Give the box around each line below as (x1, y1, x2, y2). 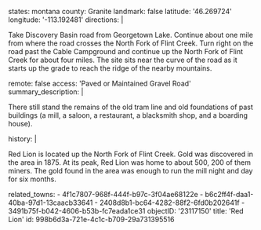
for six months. (8, 174, 56, 184)
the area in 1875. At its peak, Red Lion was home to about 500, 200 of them (8, 158, 252, 167)
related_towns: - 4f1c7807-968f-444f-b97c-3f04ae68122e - (8, 190, 204, 199)
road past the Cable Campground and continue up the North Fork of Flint (8, 47, 244, 56)
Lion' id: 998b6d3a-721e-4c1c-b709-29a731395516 (8, 215, 175, 224)
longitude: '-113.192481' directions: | (8, 15, 124, 24)
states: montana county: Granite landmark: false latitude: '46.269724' (8, 7, 233, 16)
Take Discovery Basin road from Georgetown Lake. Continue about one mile (8, 31, 253, 39)
